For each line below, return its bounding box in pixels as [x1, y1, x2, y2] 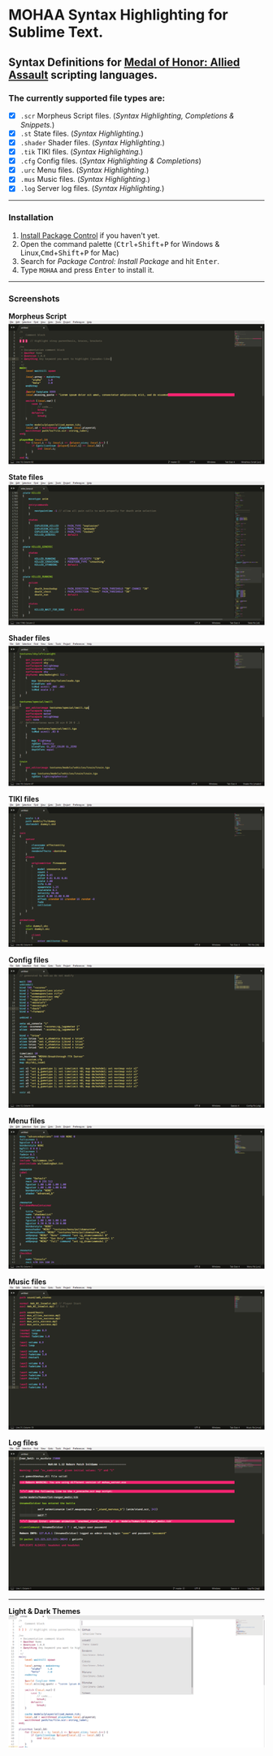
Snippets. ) [19, 119, 55, 129]
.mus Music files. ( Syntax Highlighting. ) [19, 175, 150, 184]
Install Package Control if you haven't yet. [19, 230, 160, 240]
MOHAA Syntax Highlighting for [8, 6, 229, 24]
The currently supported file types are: [8, 92, 166, 103]
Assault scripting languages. [8, 67, 158, 82]
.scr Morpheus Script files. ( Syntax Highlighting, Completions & [19, 110, 235, 120]
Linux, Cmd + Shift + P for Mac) [19, 248, 119, 257]
